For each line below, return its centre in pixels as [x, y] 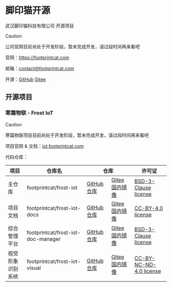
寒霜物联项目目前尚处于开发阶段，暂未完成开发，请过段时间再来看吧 [77, 135]
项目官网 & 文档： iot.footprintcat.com [45, 146]
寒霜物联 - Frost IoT [29, 113]
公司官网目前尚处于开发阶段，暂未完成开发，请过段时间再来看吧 [72, 46]
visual [34, 267]
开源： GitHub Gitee [26, 79]
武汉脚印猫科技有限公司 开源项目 [40, 26]
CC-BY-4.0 [149, 208]
